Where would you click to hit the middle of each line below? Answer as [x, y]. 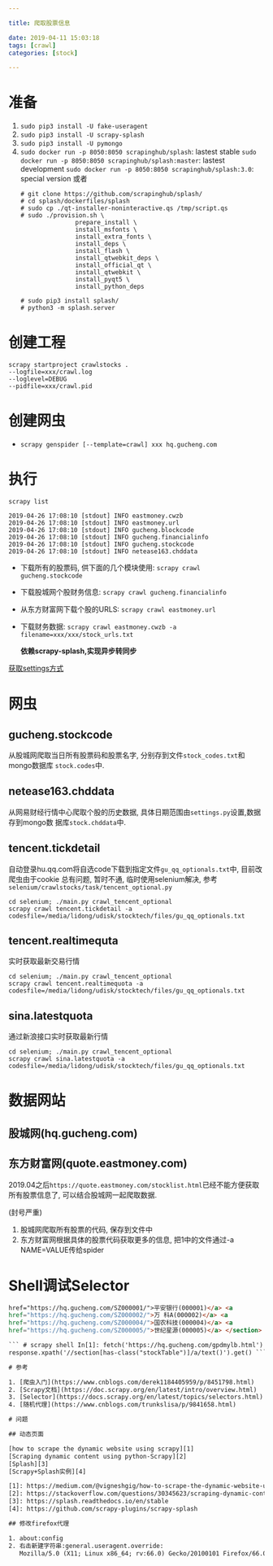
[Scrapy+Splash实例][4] [48, 1472]
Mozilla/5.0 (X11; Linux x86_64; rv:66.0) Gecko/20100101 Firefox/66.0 [143, 1553]
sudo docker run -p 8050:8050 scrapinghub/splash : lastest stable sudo [138, 152]
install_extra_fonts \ [113, 237]
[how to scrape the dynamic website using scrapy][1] [102, 1449]
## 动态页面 [26, 1434]
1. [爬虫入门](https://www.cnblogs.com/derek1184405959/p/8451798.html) [132, 1382]
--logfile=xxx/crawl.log [50, 372]
